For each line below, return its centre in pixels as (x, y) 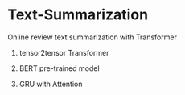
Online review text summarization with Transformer (92, 37)
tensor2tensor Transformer (64, 52)
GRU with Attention (51, 84)
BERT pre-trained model (59, 68)
